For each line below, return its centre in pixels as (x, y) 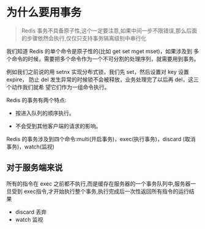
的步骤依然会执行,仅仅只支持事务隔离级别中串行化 (84, 38)
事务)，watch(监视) (31, 147)
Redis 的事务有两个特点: (36, 100)
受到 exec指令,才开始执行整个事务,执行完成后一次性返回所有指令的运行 (100, 191)
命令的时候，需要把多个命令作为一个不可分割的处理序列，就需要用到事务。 (105, 59)
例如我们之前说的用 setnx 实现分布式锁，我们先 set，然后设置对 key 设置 (98, 71)
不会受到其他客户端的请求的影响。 (58, 126)
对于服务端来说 (35, 168)
